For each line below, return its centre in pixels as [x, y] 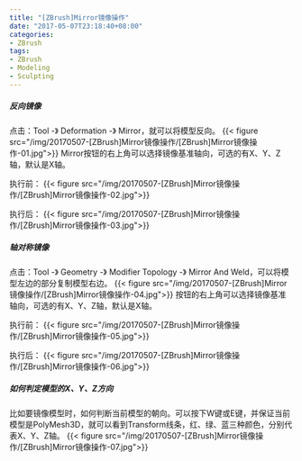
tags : [19, 51]
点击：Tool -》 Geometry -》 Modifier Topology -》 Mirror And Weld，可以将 [145, 272]
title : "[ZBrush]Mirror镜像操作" [69, 18]
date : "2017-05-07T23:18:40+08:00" [76, 26]
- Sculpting [32, 77]
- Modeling [30, 68]
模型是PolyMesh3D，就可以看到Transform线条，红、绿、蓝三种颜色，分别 [147, 424]
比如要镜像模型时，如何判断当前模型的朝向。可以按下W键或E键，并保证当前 [150, 413]
